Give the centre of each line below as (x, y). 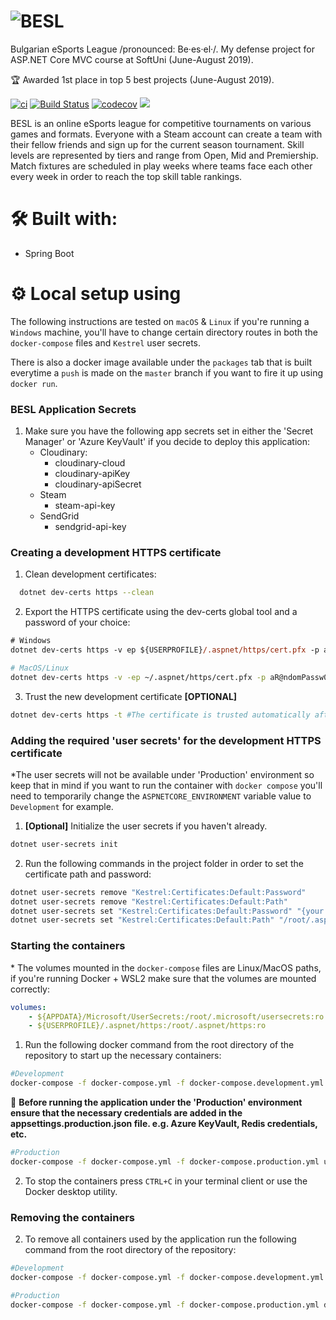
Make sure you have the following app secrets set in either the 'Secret (169, 431)
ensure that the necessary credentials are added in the (126, 1113)
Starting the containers (68, 946)
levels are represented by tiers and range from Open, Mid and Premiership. (164, 155)
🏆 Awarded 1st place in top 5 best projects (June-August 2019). (142, 79)
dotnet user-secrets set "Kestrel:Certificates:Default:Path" (142, 920)
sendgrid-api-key (90, 527)
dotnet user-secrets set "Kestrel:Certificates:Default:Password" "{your (167, 911)
